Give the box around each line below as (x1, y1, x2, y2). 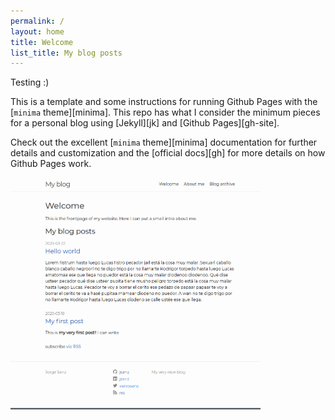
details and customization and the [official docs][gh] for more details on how (10, 147, 326, 159)
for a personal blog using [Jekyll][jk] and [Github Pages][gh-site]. (10, 117, 280, 129)
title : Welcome (10, 37, 74, 47)
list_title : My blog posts (10, 48, 123, 58)
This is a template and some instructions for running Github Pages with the (10, 96, 318, 108)
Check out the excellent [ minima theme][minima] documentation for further (10, 136, 318, 149)
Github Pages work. (10, 158, 92, 170)
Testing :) (10, 76, 50, 89)
